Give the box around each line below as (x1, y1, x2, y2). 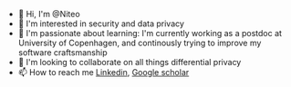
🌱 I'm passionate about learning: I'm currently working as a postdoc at (17, 28, 283, 38)
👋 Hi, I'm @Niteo (17, 9, 80, 19)
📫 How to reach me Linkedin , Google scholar (17, 67, 190, 77)
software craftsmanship (17, 47, 108, 58)
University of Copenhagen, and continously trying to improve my (17, 37, 262, 48)
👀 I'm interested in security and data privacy (17, 18, 185, 29)
